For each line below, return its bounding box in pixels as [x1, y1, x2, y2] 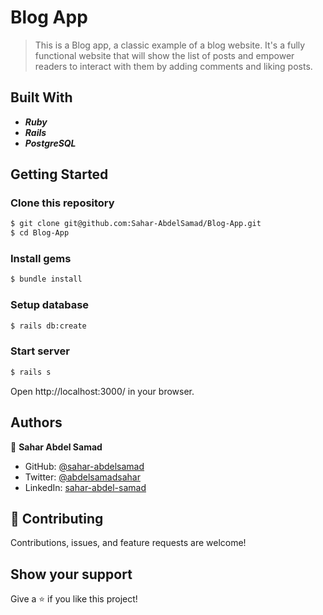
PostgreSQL [24, 137, 77, 149]
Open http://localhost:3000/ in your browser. [10, 385, 195, 397]
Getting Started [10, 166, 109, 183]
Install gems [10, 252, 72, 266]
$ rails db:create [10, 321, 87, 331]
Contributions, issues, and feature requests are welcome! [10, 537, 247, 549]
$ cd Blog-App [10, 228, 70, 238]
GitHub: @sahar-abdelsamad [24, 460, 145, 472]
